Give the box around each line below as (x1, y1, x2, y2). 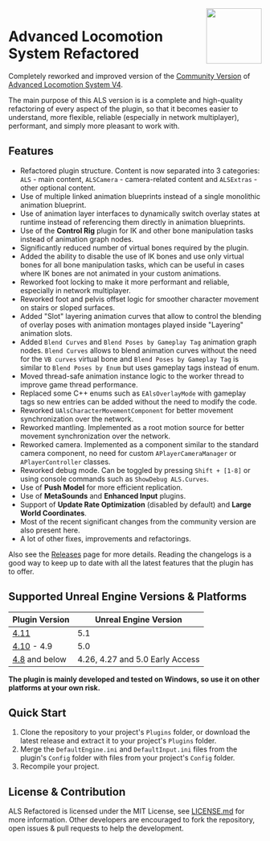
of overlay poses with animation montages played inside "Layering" (19, 320, 243, 329)
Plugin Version (12, 614, 70, 625)
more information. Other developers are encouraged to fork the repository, (8, 815, 256, 825)
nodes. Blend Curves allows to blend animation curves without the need (19, 346, 257, 355)
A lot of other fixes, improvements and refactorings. (19, 533, 191, 543)
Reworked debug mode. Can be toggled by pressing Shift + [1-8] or (19, 465, 251, 474)
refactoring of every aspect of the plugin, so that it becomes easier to (8, 104, 239, 114)
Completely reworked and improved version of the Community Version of (8, 71, 251, 81)
